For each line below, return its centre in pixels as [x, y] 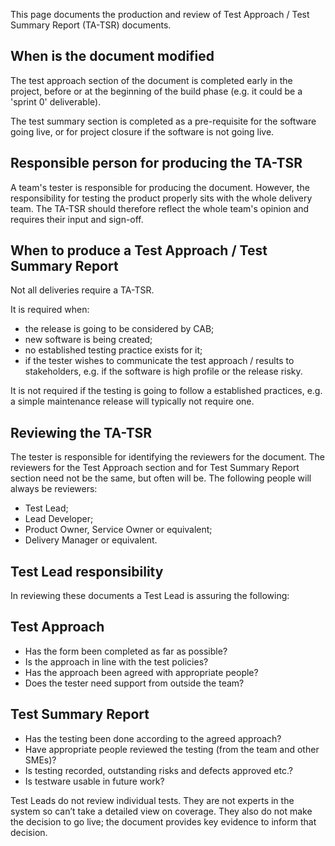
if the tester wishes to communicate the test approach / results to [159, 361]
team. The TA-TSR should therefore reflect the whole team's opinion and [160, 208]
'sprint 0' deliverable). [56, 101]
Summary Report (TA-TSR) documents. [91, 25]
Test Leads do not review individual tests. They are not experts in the [152, 800]
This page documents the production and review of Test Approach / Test [160, 14]
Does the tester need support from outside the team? [134, 683]
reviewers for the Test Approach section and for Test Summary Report [155, 468]
